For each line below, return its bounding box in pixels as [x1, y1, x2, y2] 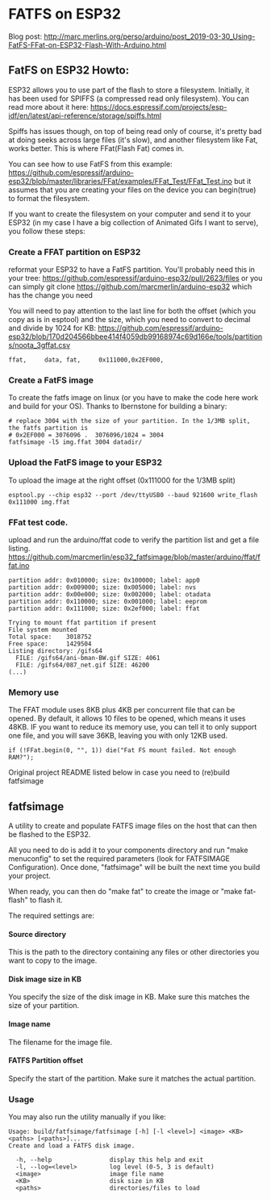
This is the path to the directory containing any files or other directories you [8, 947, 260, 957]
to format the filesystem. [8, 193, 90, 203]
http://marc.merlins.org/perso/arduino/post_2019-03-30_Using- [44, 31, 256, 41]
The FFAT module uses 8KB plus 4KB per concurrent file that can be [8, 705, 236, 715]
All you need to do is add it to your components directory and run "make [8, 845, 248, 855]
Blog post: [8, 31, 43, 41]
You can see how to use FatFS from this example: [8, 159, 173, 169]
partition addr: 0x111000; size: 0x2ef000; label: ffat [8, 604, 200, 613]
